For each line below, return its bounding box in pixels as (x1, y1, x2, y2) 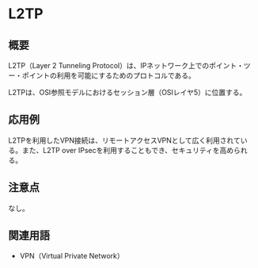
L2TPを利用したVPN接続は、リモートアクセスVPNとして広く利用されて (8, 136, 241, 145)
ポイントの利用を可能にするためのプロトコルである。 (21, 71, 195, 80)
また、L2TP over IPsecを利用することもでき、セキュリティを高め (21, 145, 234, 155)
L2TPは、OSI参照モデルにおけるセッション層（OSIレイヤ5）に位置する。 (8, 88, 247, 97)
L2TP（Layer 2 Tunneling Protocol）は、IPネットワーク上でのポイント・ (8, 61, 244, 70)
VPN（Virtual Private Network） (19, 251, 124, 261)
